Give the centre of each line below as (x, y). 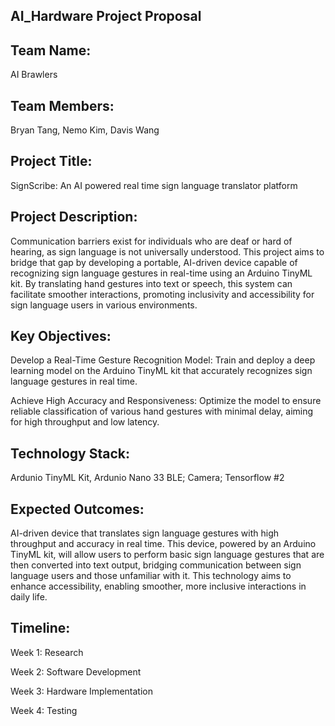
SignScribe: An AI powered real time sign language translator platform (154, 185)
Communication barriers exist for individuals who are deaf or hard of (151, 241)
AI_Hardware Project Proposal (106, 16)
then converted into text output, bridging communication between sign (156, 565)
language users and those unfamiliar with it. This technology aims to (151, 576)
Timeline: (40, 628)
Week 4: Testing (44, 710)
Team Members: (62, 105)
